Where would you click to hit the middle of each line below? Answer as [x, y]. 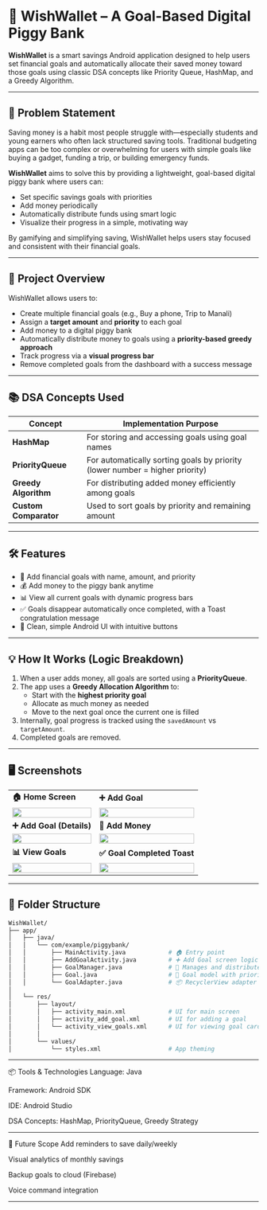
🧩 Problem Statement [62, 113]
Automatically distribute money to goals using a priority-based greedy [136, 338]
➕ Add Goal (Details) [52, 826]
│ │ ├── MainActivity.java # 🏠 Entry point [116, 953]
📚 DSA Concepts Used [66, 397]
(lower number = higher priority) [147, 470]
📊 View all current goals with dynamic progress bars [106, 598]
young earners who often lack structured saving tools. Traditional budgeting [132, 141]
